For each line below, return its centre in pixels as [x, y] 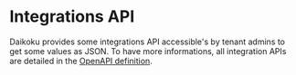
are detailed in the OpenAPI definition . [81, 61]
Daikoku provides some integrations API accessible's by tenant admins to [148, 42]
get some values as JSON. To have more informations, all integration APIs [148, 51]
